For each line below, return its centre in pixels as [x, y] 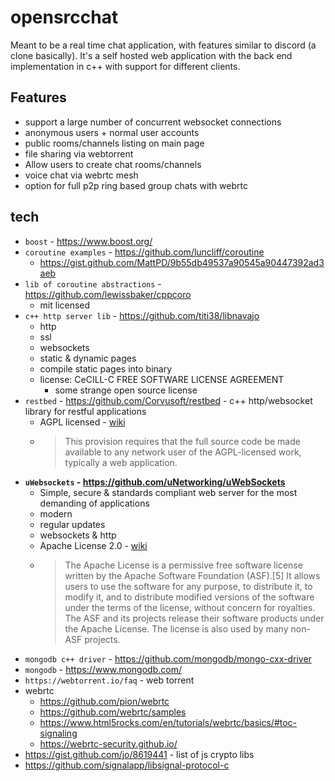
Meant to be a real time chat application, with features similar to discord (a [163, 45]
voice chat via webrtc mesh [81, 175]
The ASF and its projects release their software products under [194, 618]
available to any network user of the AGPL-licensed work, [183, 452]
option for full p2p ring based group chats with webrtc [136, 185]
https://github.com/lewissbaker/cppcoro [108, 294]
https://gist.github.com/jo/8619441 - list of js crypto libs [139, 754]
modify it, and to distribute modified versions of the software [189, 597]
